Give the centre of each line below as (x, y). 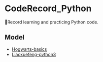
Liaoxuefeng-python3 (34, 54)
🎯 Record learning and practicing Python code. (51, 22)
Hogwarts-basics (29, 49)
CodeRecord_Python (48, 9)
